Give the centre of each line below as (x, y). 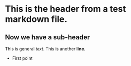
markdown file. (36, 19)
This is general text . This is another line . (45, 49)
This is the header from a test (65, 9)
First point (22, 58)
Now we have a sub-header (47, 37)
